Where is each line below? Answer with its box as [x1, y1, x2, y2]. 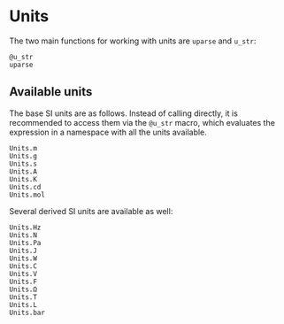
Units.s [9, 159, 38, 168]
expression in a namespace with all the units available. [9, 127, 208, 137]
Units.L [9, 300, 38, 309]
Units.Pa [9, 238, 42, 247]
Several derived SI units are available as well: [9, 205, 173, 216]
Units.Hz [9, 223, 42, 232]
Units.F [9, 277, 38, 286]
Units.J [9, 246, 38, 255]
